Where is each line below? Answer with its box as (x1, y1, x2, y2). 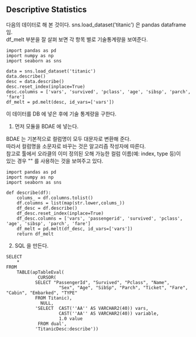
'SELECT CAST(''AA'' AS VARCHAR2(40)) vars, (35, 305, 149, 311)
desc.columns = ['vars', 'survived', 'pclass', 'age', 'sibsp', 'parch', (6, 88, 191, 95)
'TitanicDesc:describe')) (35, 326, 99, 332)
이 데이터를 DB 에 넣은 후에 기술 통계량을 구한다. (6, 110, 117, 117)
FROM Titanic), (35, 295, 72, 301)
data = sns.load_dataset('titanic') (6, 68, 96, 74)
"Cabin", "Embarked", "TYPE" (6, 290, 78, 296)
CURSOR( (37, 274, 57, 280)
